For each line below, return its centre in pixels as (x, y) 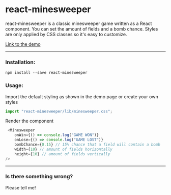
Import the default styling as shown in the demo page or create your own (82, 96)
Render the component (30, 121)
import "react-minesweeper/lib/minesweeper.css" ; (59, 111)
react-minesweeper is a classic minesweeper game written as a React (79, 23)
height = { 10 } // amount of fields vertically (62, 154)
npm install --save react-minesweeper (46, 73)
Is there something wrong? (39, 177)
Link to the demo (23, 44)
